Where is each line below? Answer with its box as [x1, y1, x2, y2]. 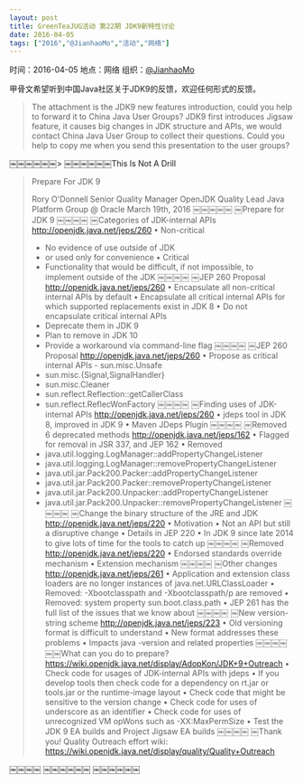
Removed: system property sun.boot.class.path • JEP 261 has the [44, 598, 289, 608]
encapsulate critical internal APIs [44, 311, 168, 322]
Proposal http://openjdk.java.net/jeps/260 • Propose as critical [44, 350, 279, 362]
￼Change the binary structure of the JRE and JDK [70, 508, 259, 519]
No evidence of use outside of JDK [44, 242, 176, 253]
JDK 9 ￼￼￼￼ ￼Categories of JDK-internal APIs [31, 214, 216, 226]
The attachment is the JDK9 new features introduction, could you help [31, 101, 293, 113]
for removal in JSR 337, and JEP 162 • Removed [44, 439, 223, 450]
